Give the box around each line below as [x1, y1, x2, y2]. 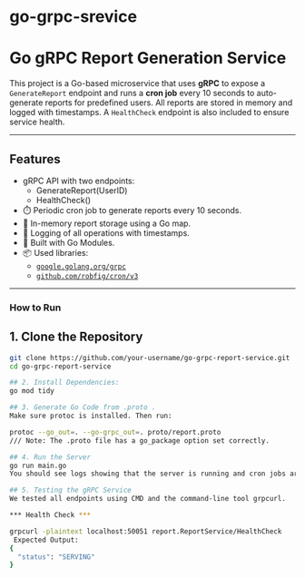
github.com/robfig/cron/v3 [35, 271, 139, 280]
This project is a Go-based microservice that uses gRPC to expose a [9, 78, 266, 89]
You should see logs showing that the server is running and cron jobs [9, 469, 286, 478]
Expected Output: [13, 535, 79, 544]
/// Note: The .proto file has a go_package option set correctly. [9, 436, 271, 446]
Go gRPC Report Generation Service [9, 48, 287, 69]
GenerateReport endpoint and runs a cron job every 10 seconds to [9, 88, 255, 99]
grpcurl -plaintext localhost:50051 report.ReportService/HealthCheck [9, 526, 282, 536]
